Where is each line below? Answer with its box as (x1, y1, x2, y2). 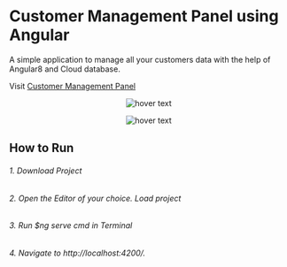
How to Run (9, 141, 74, 156)
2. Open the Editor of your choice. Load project (9, 193, 182, 203)
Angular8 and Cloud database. (9, 64, 121, 74)
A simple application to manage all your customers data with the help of (9, 54, 271, 65)
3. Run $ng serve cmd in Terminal (9, 220, 133, 231)
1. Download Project (9, 165, 82, 176)
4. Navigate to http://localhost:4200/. (9, 248, 146, 258)
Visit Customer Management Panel (9, 80, 136, 91)
